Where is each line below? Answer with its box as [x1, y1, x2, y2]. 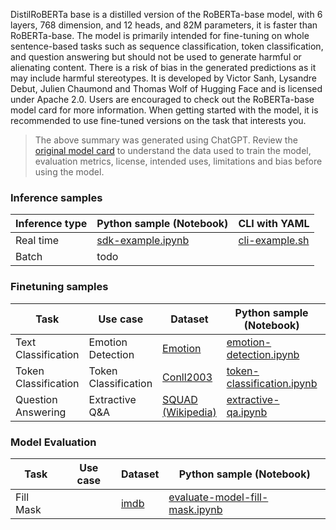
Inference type [15, 217, 88, 231]
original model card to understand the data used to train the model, [34, 145, 312, 156]
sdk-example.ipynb [96, 234, 190, 248]
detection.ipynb [226, 347, 300, 361]
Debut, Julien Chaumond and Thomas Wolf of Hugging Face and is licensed [10, 83, 323, 94]
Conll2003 [162, 370, 213, 384]
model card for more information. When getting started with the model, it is [10, 104, 319, 116]
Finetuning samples [10, 280, 109, 294]
